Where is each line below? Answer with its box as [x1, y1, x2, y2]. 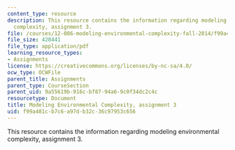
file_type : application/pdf [7, 43, 90, 50]
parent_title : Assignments [7, 75, 86, 83]
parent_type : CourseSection [7, 82, 90, 89]
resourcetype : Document [7, 95, 77, 102]
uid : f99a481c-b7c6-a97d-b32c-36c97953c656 [7, 108, 136, 115]
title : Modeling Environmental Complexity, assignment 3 [7, 102, 177, 109]
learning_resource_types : [7, 50, 83, 57]
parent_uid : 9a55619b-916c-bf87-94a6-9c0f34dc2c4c [7, 88, 158, 95]
